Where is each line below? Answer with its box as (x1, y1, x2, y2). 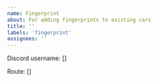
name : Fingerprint (7, 10, 60, 17)
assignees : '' (7, 36, 48, 42)
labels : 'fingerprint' (7, 29, 72, 36)
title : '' (7, 23, 36, 29)
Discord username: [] (7, 54, 67, 62)
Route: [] (7, 68, 32, 76)
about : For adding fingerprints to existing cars (7, 16, 152, 23)
